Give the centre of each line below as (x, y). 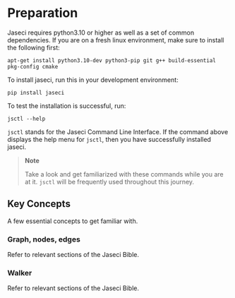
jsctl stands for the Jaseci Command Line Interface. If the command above (118, 131)
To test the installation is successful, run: (67, 106)
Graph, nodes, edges (44, 239)
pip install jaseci (36, 93)
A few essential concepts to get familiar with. (73, 221)
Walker (20, 273)
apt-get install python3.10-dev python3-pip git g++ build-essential (112, 60)
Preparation (43, 13)
